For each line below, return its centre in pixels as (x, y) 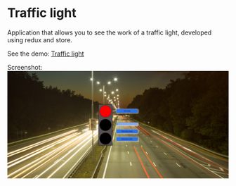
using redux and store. (40, 39)
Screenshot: (25, 67)
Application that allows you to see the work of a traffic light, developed (110, 32)
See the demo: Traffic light (46, 54)
